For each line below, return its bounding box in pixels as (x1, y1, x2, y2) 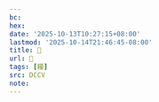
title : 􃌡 (9, 46, 42, 55)
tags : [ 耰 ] (9, 63, 49, 72)
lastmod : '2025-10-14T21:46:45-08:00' (9, 37, 153, 47)
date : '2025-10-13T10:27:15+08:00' (9, 29, 141, 38)
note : (9, 79, 29, 88)
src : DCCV (9, 71, 46, 80)
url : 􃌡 (9, 54, 34, 63)
